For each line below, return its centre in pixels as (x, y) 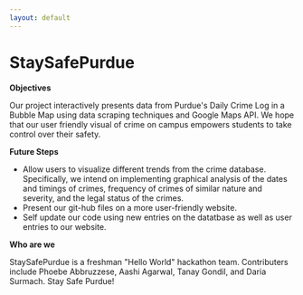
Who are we (33, 244)
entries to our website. (64, 226)
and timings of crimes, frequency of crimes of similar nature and (142, 188)
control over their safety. (55, 134)
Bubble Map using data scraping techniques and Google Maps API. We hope (152, 115)
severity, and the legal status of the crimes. (103, 198)
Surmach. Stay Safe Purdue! (62, 281)
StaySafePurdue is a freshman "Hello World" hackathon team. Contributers (149, 262)
